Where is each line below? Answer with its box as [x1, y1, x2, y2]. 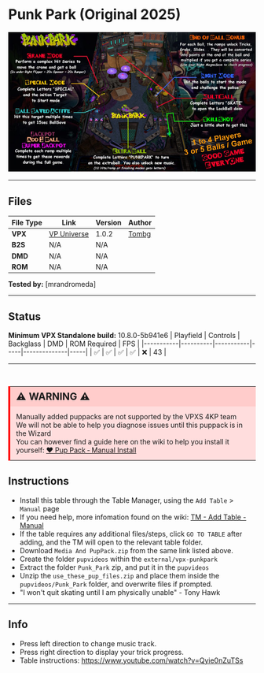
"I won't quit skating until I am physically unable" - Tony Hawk [19, 587, 221, 597]
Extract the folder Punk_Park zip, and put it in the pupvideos [19, 562, 210, 572]
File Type [11, 218, 42, 227]
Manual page [19, 504, 60, 513]
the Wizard [16, 429, 52, 438]
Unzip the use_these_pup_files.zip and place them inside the [19, 571, 220, 580]
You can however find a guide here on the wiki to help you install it [16, 437, 229, 447]
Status [8, 310, 42, 323]
